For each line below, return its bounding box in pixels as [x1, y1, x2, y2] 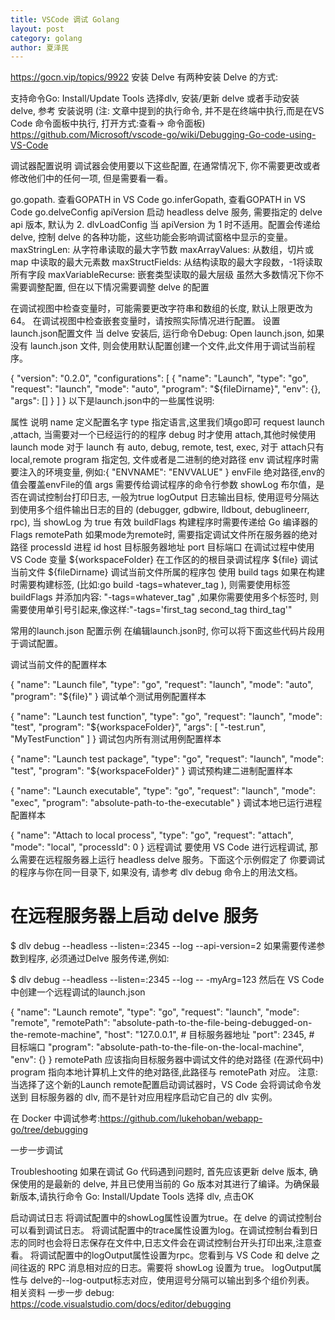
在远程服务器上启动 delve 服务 [10, 905, 259, 928]
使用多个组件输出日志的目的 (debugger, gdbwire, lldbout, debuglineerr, [18, 504, 310, 516]
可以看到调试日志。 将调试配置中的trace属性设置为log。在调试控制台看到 [10, 1224, 310, 1236]
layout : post [10, 24, 65, 34]
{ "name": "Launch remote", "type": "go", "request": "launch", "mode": [10, 1006, 300, 1018]
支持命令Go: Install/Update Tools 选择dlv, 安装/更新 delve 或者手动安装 [10, 92, 300, 105]
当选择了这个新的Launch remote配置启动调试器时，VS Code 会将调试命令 [10, 1079, 313, 1091]
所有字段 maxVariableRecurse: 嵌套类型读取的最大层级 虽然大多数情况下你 [10, 269, 316, 281]
